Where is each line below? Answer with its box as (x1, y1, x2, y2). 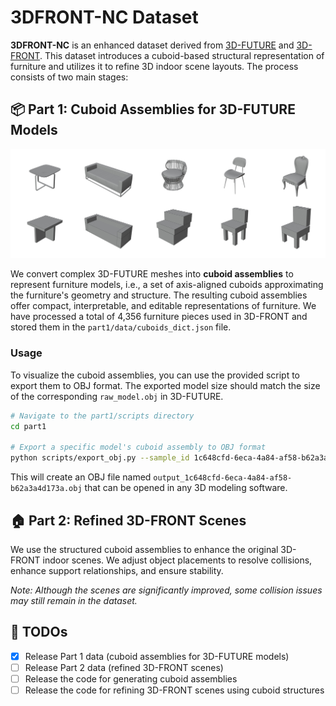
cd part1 (10, 421, 47, 431)
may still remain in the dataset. (10, 594, 138, 606)
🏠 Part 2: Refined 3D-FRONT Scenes (10, 512, 247, 529)
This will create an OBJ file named (10, 471, 152, 483)
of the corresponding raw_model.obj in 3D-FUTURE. (10, 390, 224, 402)
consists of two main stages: (10, 71, 129, 83)
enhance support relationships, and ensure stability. (10, 564, 224, 576)
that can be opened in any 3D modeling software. (84, 482, 288, 494)
